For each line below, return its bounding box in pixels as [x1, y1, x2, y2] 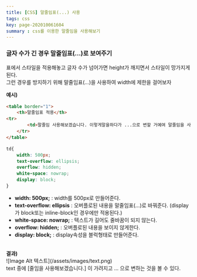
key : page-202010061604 [6, 22, 64, 28]
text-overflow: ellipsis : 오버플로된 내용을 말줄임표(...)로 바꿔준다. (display [14, 202, 189, 209]
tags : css [6, 15, 30, 22]
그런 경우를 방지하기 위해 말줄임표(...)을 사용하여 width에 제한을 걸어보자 [6, 78, 172, 85]
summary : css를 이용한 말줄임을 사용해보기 [6, 28, 101, 34]
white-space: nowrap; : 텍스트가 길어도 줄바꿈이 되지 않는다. [14, 216, 157, 223]
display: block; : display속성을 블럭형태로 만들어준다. [14, 231, 139, 238]
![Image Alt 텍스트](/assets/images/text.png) [6, 257, 113, 264]
